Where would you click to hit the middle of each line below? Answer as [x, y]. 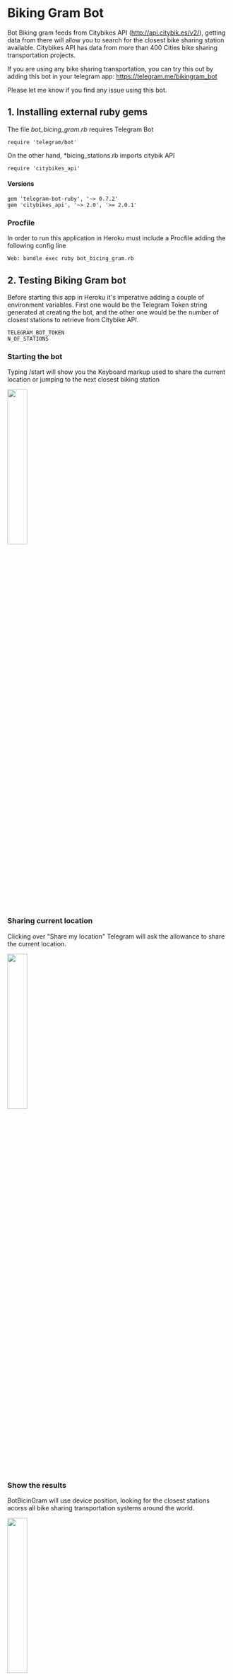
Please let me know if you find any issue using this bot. [87, 90]
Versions [21, 184]
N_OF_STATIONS [28, 339]
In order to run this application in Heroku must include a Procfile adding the [116, 238]
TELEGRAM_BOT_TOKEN [36, 333]
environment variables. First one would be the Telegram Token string [107, 305]
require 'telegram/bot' [42, 142]
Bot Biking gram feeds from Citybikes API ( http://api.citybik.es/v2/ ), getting [116, 33]
